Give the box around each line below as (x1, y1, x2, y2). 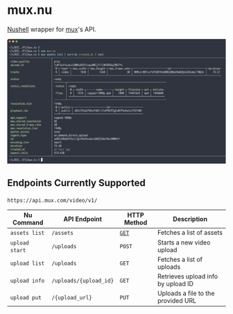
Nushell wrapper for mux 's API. (7, 25, 96, 33)
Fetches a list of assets (157, 229, 223, 237)
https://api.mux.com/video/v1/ (7, 197, 98, 204)
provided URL (157, 297, 197, 305)
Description (173, 215, 208, 223)
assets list (10, 230, 45, 237)
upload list (10, 260, 45, 267)
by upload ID (157, 280, 194, 288)
